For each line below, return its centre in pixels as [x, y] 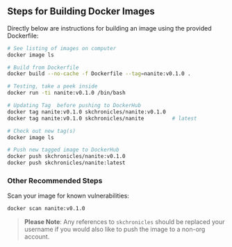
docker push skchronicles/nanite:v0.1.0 [67, 157]
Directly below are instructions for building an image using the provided [109, 28]
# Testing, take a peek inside [52, 86]
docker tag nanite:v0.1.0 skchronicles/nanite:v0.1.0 [87, 112]
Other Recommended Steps [55, 180]
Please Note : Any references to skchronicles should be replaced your [124, 222]
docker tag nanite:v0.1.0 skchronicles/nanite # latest [102, 118]
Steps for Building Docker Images [81, 11]
